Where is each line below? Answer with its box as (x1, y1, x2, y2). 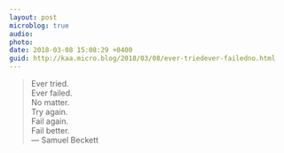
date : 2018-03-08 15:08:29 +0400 (9, 46, 133, 55)
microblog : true (9, 21, 69, 30)
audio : (9, 29, 34, 38)
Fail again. (30, 116, 69, 126)
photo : (9, 37, 34, 47)
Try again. (30, 107, 68, 117)
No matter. (30, 97, 70, 107)
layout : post (9, 12, 58, 22)
